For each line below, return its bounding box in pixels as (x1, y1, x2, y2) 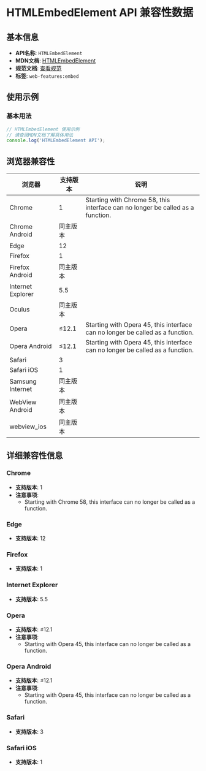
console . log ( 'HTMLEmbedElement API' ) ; (6, 137, 105, 144)
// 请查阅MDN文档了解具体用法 (6, 132, 74, 138)
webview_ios (9, 422, 47, 431)
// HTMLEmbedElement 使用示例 (6, 126, 80, 132)
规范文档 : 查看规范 (15, 65, 62, 72)
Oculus (9, 305, 30, 314)
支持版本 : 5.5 (15, 595, 48, 602)
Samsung (9, 378, 37, 386)
